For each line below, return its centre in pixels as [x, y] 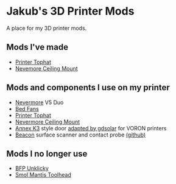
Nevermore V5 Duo [39, 102]
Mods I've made [37, 47]
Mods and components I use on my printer [88, 87]
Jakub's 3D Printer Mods [70, 11]
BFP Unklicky [32, 168]
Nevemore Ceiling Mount [46, 68]
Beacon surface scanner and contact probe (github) [80, 135]
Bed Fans [27, 108]
